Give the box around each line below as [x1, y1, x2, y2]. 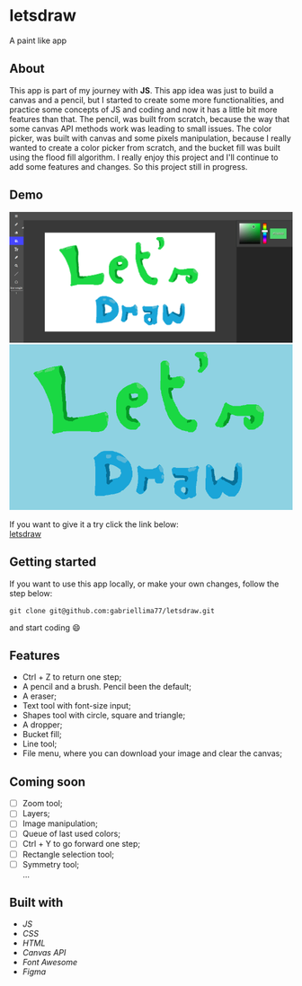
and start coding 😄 [9, 621, 81, 633]
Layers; [22, 808, 50, 819]
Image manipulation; [22, 818, 99, 829]
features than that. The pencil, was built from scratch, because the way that [9, 113, 290, 124]
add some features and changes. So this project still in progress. [9, 161, 248, 172]
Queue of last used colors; [22, 828, 121, 840]
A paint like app [9, 35, 67, 46]
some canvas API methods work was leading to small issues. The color [9, 123, 272, 134]
